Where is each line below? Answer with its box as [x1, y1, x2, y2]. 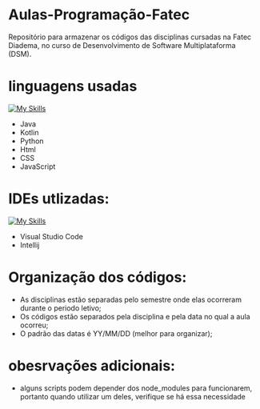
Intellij [19, 240, 40, 250]
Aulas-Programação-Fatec [8, 6, 190, 24]
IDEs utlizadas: [8, 190, 110, 208]
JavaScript [19, 162, 56, 171]
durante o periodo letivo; [19, 303, 102, 313]
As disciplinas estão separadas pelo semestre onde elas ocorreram [19, 295, 242, 304]
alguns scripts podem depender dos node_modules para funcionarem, [19, 383, 253, 393]
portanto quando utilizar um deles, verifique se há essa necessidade [19, 391, 246, 401]
